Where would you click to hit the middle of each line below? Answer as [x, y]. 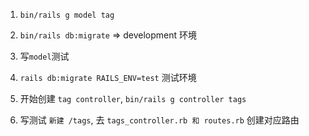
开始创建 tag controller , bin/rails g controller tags [133, 98]
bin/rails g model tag [67, 15]
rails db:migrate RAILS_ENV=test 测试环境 [108, 77]
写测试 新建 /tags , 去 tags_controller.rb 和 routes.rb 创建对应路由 [159, 120]
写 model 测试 [44, 56]
